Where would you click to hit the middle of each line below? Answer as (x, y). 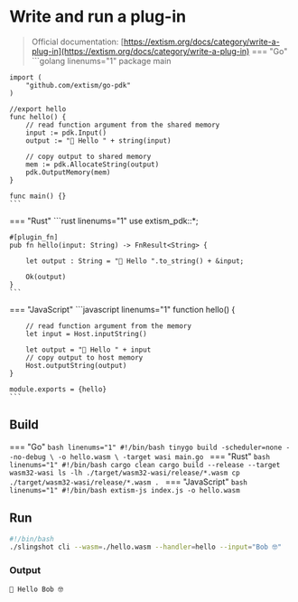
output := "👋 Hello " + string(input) (98, 141)
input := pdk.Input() (66, 133)
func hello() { (38, 117)
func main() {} (38, 196)
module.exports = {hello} (58, 389)
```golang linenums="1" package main (101, 61)
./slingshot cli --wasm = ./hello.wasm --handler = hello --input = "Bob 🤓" (145, 547)
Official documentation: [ (78, 42)
